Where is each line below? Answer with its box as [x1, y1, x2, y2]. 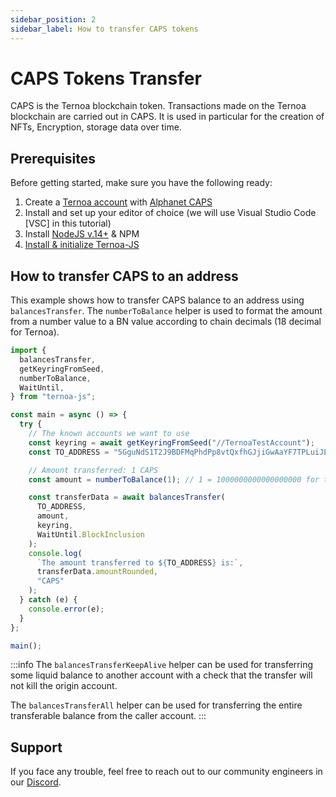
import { [10, 346, 47, 356]
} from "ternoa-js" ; [10, 392, 97, 402]
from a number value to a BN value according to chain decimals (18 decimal [10, 316, 322, 328]
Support [10, 739, 63, 756]
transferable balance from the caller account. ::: [10, 710, 207, 722]
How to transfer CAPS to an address [10, 267, 239, 285]
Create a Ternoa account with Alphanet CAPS [24, 196, 213, 208]
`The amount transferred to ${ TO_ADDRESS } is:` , [36, 557, 244, 568]
